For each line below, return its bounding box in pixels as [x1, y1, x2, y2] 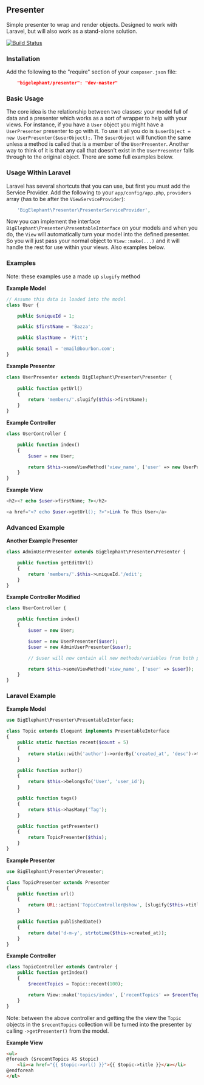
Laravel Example [6, 692, 56, 700]
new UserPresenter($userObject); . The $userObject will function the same [6, 134, 191, 142]
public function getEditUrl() [17, 560, 94, 566]
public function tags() [17, 795, 78, 801]
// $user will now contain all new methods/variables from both [28, 655, 194, 661]
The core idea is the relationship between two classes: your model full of [6, 108, 188, 115]
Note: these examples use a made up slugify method [6, 273, 141, 280]
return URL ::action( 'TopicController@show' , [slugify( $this [28, 902, 183, 908]
